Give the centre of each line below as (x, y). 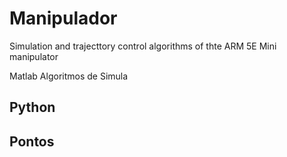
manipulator (34, 56)
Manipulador (63, 18)
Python (32, 107)
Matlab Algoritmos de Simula (69, 76)
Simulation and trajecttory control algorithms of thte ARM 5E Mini (143, 46)
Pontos (32, 141)
